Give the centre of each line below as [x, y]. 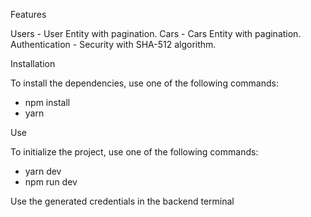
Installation [33, 63]
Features [28, 14]
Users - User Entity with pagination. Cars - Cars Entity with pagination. [156, 33]
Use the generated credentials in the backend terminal [122, 201]
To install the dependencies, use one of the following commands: [144, 83]
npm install [47, 102]
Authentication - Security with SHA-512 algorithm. [113, 44]
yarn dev [43, 171]
